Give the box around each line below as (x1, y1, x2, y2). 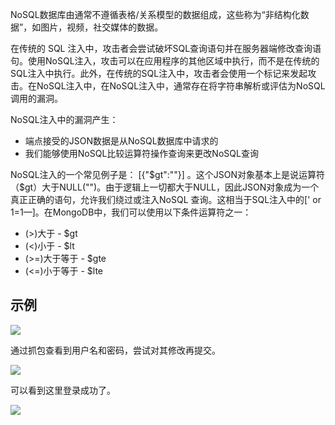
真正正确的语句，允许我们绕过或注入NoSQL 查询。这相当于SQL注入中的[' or (10, 194, 322, 205)
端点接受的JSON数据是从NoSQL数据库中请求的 (24, 135, 219, 147)
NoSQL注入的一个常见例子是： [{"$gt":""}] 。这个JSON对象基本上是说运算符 (10, 169, 326, 180)
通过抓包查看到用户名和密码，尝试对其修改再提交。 (10, 344, 221, 356)
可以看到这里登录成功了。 (10, 384, 116, 396)
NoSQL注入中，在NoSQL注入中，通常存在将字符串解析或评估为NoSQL (36, 80, 326, 92)
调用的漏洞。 (10, 93, 63, 104)
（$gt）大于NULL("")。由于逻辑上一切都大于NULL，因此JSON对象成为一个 (10, 181, 320, 193)
